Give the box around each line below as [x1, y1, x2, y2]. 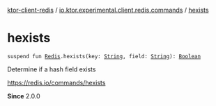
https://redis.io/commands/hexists [7, 78, 106, 87]
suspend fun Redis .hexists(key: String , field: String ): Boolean [7, 53, 201, 60]
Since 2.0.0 [7, 91, 40, 100]
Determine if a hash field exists [7, 65, 96, 73]
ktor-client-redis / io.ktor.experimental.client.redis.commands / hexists [7, 6, 209, 14]
